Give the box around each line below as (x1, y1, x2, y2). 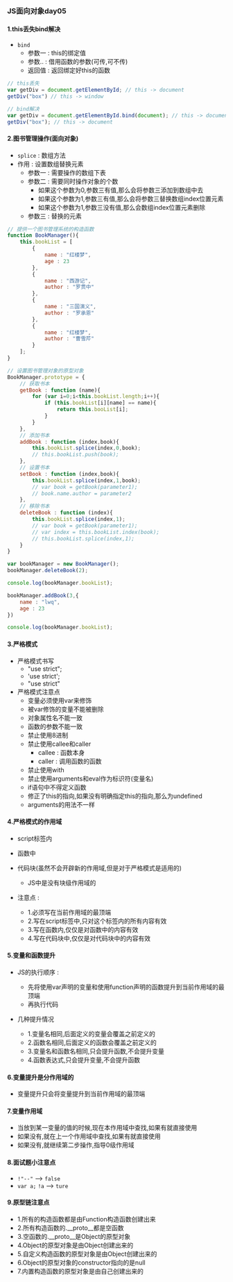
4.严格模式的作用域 (7, 817, 62, 826)
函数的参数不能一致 (27, 722, 83, 731)
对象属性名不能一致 (27, 713, 83, 722)
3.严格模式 (7, 640, 38, 648)
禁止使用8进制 (27, 731, 69, 739)
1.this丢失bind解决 (7, 24, 61, 33)
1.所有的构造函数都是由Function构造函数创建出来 (17, 1215, 156, 1223)
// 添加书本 (19, 432, 50, 439)
